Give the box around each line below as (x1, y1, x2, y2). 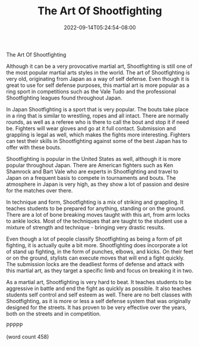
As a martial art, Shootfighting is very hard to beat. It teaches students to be (6, 278, 192, 285)
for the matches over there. (6, 186, 73, 194)
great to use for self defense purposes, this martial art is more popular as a (6, 82, 189, 89)
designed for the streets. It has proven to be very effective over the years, (6, 304, 187, 311)
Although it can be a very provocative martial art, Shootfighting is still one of (6, 63, 192, 70)
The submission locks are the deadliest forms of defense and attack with (6, 260, 185, 267)
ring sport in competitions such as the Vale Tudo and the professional (6, 88, 176, 95)
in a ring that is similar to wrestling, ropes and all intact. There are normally (6, 112, 189, 119)
